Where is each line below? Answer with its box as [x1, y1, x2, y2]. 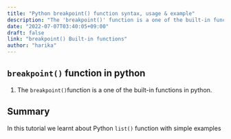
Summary [7, 106, 50, 118]
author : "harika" [7, 42, 57, 49]
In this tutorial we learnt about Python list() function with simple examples [7, 124, 221, 132]
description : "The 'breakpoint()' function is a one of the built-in [7, 17, 211, 23]
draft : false [7, 29, 45, 36]
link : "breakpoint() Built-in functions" [7, 36, 128, 43]
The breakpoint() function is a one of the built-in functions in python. [16, 85, 212, 94]
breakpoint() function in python [7, 67, 146, 79]
